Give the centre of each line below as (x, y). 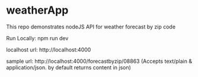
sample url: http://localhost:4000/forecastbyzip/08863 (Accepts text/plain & (99, 61)
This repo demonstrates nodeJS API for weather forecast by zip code (91, 27)
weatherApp (37, 10)
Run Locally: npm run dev (37, 38)
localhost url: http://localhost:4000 (49, 49)
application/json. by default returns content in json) (69, 67)
